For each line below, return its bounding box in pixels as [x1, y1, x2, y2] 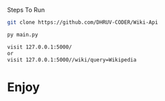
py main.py [7, 31, 38, 38]
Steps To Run [7, 6, 45, 14]
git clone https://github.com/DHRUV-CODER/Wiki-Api [7, 19, 158, 26]
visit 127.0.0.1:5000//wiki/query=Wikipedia [7, 56, 137, 63]
